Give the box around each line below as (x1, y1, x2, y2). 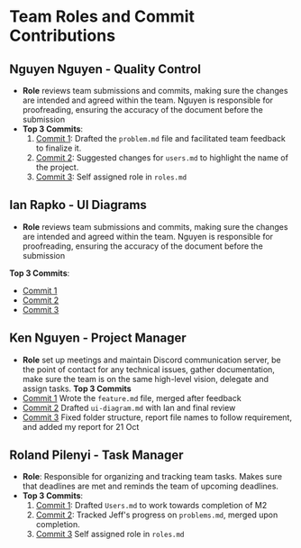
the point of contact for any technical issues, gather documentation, (22, 363, 275, 375)
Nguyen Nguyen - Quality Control (9, 61, 201, 77)
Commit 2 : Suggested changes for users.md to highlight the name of (35, 152, 288, 163)
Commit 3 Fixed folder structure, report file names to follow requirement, (22, 412, 293, 423)
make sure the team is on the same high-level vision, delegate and (22, 373, 269, 384)
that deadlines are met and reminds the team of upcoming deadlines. (22, 480, 279, 492)
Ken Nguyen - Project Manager (9, 331, 187, 346)
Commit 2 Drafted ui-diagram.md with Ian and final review (22, 402, 236, 413)
